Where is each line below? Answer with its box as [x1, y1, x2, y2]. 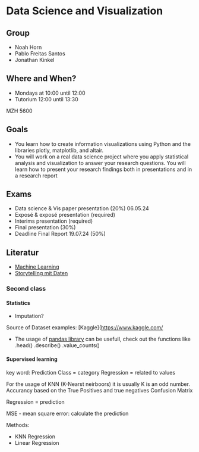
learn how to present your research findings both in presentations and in [14, 166, 192, 173]
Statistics [6, 299, 31, 306]
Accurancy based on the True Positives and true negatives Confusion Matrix [6, 386, 193, 394]
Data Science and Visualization [6, 4, 163, 18]
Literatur [6, 247, 39, 257]
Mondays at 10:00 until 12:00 [14, 89, 86, 96]
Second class [6, 285, 46, 293]
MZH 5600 [6, 107, 33, 114]
